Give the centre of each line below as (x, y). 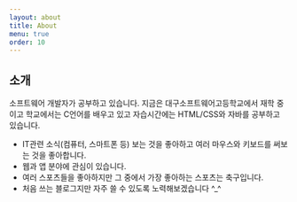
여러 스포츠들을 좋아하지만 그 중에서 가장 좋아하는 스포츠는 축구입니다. (143, 177)
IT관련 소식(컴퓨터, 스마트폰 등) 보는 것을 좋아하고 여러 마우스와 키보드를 (147, 144)
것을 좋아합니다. (59, 155)
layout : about (35, 17)
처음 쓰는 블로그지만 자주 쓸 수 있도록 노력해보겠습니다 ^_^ (121, 189)
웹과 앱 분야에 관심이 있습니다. (74, 167)
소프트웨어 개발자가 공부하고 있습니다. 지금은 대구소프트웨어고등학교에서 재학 (142, 104)
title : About (33, 26)
